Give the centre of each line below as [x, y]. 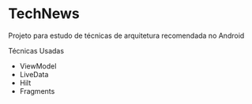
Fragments [37, 91]
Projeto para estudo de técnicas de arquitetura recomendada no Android [126, 35]
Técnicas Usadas [36, 50]
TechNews [44, 14]
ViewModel [38, 66]
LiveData [34, 74]
